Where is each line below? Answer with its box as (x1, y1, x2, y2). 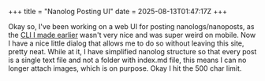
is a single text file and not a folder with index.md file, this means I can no (8, 55, 247, 64)
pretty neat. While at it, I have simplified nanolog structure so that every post (8, 47, 257, 56)
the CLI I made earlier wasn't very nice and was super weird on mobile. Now (8, 31, 256, 39)
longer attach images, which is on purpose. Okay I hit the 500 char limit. (8, 64, 242, 73)
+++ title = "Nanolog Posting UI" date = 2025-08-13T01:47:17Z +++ (8, 7, 227, 16)
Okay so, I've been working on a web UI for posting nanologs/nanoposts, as (8, 22, 255, 31)
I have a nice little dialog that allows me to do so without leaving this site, (8, 39, 244, 48)
